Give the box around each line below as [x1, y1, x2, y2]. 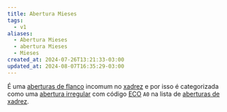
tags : [7, 17, 23, 24]
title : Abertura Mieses [7, 10, 78, 18]
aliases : [7, 30, 33, 37]
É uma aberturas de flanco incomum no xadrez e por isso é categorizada [7, 82, 219, 90]
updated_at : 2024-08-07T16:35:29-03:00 [7, 63, 125, 70]
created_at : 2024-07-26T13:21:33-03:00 [7, 56, 125, 63]
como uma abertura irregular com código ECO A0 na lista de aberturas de [7, 89, 220, 98]
